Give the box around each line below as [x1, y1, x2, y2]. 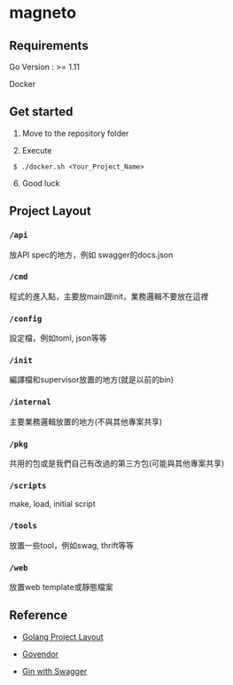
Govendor [21, 649, 59, 659]
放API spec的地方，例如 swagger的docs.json [9, 249, 174, 260]
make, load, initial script [9, 499, 96, 509]
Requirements [9, 38, 89, 53]
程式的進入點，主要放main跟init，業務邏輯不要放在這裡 [9, 291, 209, 302]
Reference [9, 608, 68, 623]
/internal [9, 398, 51, 407]
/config [9, 313, 43, 324]
